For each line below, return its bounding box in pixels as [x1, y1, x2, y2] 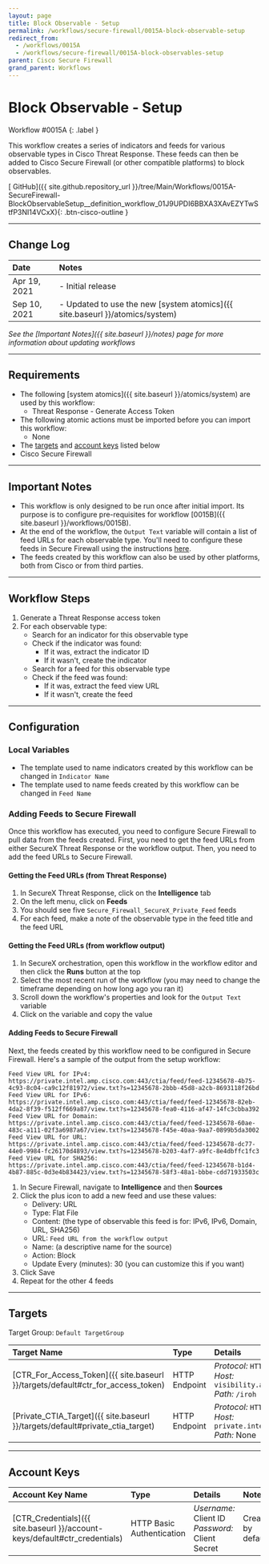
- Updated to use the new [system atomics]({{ [58, 298, 234, 310]
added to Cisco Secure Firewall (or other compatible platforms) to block [8, 157, 245, 167]
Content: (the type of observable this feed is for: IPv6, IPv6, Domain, [31, 1216, 258, 1226]
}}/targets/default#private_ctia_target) [12, 1420, 155, 1432]
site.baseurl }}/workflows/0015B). [19, 518, 131, 528]
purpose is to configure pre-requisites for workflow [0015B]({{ [19, 510, 226, 520]
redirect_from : [8, 34, 59, 43]
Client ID [193, 1513, 226, 1524]
